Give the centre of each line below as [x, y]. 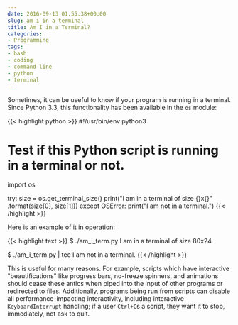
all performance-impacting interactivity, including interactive [96, 299]
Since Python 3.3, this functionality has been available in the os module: [112, 108]
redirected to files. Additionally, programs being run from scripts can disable [119, 291]
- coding [20, 60]
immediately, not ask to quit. [49, 314]
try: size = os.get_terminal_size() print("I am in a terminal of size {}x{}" [110, 199]
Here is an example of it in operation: [61, 227]
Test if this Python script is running [113, 150]
